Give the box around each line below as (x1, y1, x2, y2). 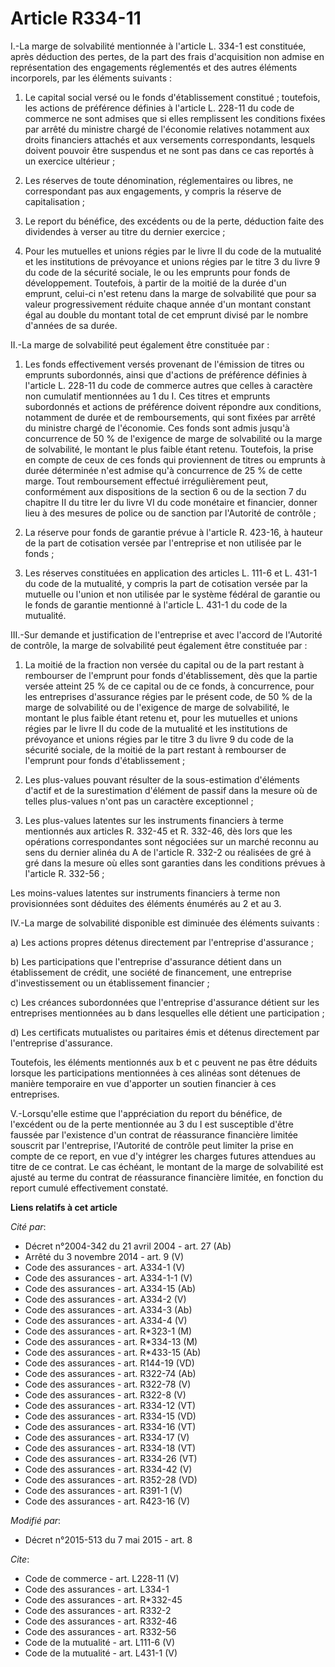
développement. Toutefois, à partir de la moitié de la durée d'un (24, 277, 287, 289)
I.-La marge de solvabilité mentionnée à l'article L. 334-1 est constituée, (10, 40, 307, 52)
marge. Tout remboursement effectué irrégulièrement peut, (24, 475, 269, 487)
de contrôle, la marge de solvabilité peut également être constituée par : (10, 639, 308, 651)
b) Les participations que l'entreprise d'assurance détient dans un (10, 955, 282, 967)
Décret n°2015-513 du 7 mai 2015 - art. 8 (24, 1533, 193, 1546)
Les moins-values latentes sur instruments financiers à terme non (10, 887, 281, 899)
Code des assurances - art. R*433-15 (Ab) (24, 1346, 202, 1358)
